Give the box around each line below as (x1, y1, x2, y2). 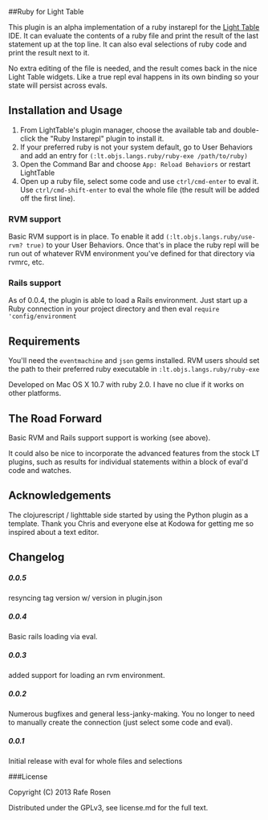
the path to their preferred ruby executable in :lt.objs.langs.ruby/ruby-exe (8, 365, 260, 374)
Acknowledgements (8, 489, 112, 503)
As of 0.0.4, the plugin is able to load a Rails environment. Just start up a (8, 296, 248, 305)
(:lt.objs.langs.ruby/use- (165, 233, 256, 242)
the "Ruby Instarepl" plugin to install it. (37, 133, 164, 143)
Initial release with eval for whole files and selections (8, 757, 183, 766)
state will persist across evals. (8, 80, 108, 90)
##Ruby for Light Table (8, 7, 84, 16)
